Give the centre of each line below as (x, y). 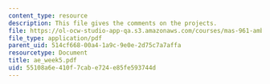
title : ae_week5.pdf (43, 61)
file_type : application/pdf (55, 38)
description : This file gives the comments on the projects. (113, 23)
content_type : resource (48, 16)
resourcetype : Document (48, 53)
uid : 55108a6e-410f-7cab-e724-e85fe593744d (82, 68)
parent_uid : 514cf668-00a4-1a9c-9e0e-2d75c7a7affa (95, 46)
